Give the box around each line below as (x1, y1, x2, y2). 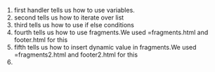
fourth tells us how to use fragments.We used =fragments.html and (13, 28, 209, 36)
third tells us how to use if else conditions (13, 21, 135, 29)
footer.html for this (13, 36, 68, 44)
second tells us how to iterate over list (13, 13, 124, 22)
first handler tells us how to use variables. (13, 6, 135, 14)
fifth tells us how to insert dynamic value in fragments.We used (13, 43, 197, 51)
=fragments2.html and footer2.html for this (13, 50, 138, 59)
